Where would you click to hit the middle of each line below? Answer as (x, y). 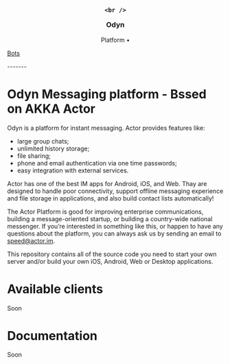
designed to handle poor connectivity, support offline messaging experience (115, 191)
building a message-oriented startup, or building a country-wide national (110, 218)
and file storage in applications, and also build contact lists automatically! (111, 198)
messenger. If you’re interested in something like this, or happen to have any (115, 226)
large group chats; (43, 141)
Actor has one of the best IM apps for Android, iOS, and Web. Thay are (107, 183)
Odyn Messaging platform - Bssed (107, 94)
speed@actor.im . (31, 240)
